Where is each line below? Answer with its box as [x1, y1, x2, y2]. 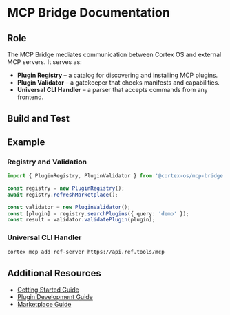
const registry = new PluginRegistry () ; [7, 184, 125, 192]
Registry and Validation [7, 157, 87, 166]
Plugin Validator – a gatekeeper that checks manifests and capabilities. [17, 78, 220, 87]
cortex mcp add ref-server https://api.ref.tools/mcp [7, 248, 165, 255]
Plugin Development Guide [17, 293, 93, 301]
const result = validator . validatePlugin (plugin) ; [7, 217, 156, 224]
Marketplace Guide [17, 301, 72, 309]
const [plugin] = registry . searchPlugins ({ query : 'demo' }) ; [7, 210, 189, 217]
